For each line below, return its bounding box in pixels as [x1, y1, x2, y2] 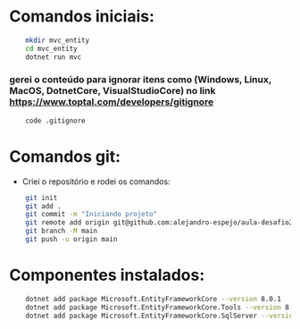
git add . [25, 201, 62, 211]
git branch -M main [25, 226, 98, 236]
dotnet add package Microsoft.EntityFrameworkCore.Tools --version [25, 302, 281, 312]
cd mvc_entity [25, 44, 78, 53]
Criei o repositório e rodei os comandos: [21, 176, 171, 187]
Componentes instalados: [9, 266, 205, 285]
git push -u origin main [25, 235, 118, 244]
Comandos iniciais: [9, 6, 154, 27]
